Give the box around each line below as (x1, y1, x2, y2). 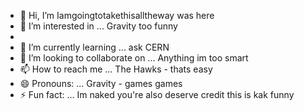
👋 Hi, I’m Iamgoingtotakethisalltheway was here (19, 10, 215, 21)
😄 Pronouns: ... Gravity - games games (19, 78, 183, 89)
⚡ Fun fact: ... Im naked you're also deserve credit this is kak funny (19, 89, 295, 100)
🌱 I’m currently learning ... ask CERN (19, 41, 170, 53)
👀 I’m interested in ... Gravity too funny (19, 20, 178, 32)
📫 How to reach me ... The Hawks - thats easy (19, 63, 213, 75)
